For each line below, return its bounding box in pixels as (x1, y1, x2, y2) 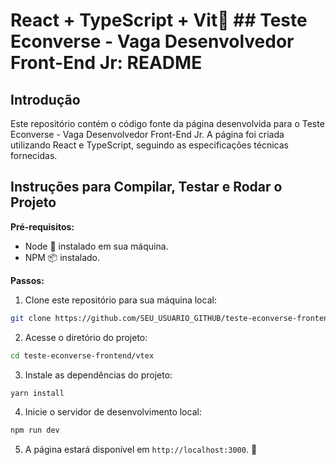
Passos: (10, 274, 45, 286)
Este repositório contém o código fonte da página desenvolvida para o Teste (10, 118, 325, 129)
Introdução (10, 91, 81, 108)
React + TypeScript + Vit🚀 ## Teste (10, 9, 308, 32)
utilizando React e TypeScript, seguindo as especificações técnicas (10, 139, 289, 151)
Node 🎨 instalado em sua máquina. (24, 240, 169, 252)
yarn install (10, 388, 65, 398)
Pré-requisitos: (10, 220, 75, 233)
